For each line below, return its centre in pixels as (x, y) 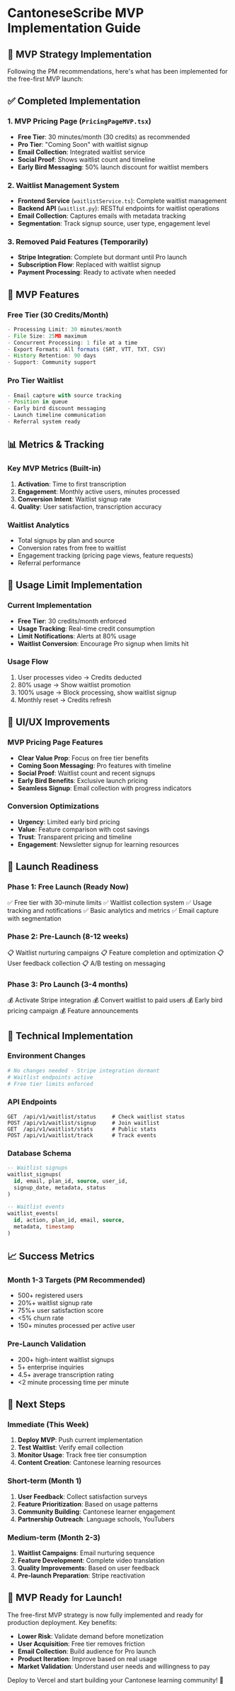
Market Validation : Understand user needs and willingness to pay (114, 1666)
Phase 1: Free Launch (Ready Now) (68, 887)
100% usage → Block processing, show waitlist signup (97, 692)
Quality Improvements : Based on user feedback (88, 1568)
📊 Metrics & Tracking (56, 445)
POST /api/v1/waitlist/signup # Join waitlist (84, 1123)
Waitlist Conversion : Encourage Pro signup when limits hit (103, 643)
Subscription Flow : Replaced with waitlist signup (89, 265)
